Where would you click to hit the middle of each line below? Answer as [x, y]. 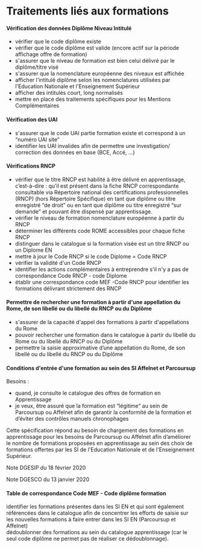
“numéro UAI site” [37, 139]
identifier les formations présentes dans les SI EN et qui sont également [95, 507]
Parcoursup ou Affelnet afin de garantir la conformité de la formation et [103, 412]
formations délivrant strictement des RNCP [68, 288]
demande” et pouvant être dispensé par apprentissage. [84, 211]
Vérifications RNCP [31, 166]
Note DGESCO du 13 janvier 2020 [48, 479]
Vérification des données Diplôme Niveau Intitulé [69, 28]
